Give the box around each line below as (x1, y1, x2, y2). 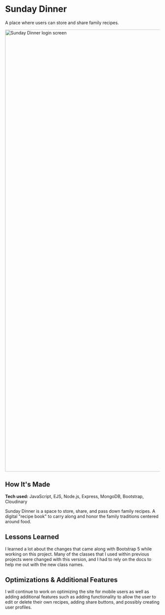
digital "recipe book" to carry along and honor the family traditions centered (5, 513, 159, 519)
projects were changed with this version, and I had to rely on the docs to (5, 556, 152, 562)
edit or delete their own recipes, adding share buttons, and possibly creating (5, 599, 160, 605)
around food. (5, 518, 31, 524)
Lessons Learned (5, 533, 59, 541)
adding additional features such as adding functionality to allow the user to (5, 594, 156, 600)
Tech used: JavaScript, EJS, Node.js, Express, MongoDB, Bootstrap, (5, 493, 144, 499)
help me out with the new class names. (5, 561, 84, 567)
